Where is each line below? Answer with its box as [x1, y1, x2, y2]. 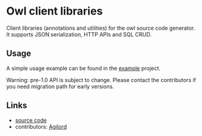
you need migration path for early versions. [6, 83, 114, 90]
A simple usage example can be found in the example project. [6, 64, 161, 72]
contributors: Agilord [15, 123, 67, 130]
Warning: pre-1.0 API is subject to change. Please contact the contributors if [6, 76, 197, 83]
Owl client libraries [6, 4, 103, 18]
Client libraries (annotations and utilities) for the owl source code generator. [6, 24, 195, 32]
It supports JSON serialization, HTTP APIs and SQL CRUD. [6, 30, 152, 38]
